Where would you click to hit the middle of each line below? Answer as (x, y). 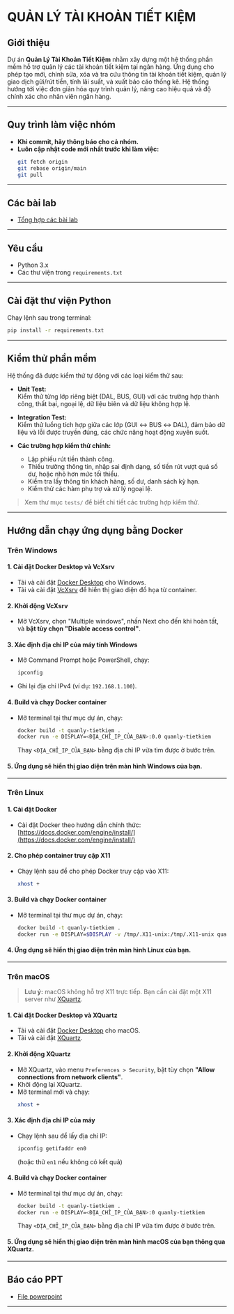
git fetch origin (42, 162)
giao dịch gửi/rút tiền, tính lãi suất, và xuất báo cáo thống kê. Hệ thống (108, 82)
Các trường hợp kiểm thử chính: (64, 445)
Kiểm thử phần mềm (52, 358)
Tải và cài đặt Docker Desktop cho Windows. (81, 582)
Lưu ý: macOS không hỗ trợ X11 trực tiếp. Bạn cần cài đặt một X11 (118, 992)
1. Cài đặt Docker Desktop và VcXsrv (61, 567)
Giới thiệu (29, 43)
